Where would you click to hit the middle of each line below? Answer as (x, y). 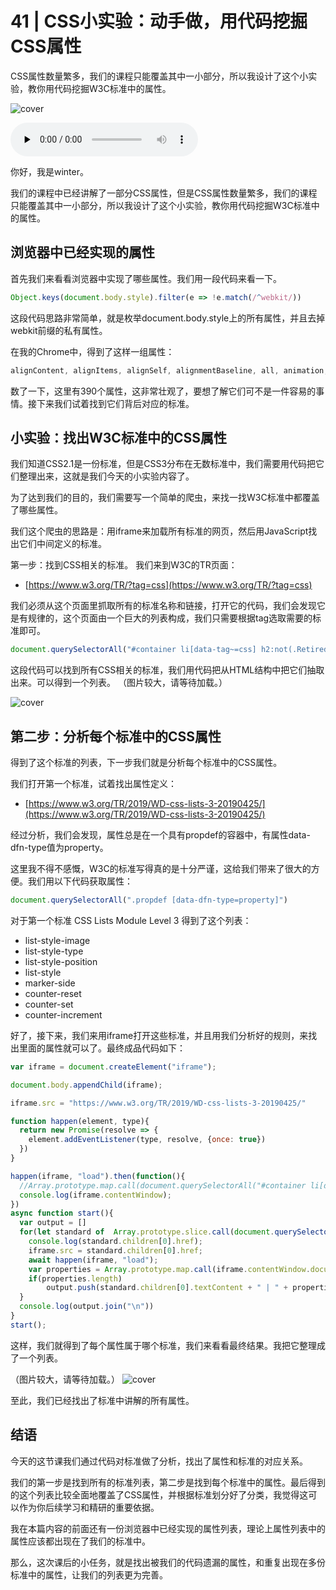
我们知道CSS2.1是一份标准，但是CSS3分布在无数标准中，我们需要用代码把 (163, 464)
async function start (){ (62, 1213)
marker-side (50, 983)
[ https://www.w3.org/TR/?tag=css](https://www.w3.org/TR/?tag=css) (168, 585)
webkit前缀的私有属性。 (59, 330)
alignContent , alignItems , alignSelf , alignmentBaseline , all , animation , (169, 370)
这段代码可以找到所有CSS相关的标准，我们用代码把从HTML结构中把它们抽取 (167, 670)
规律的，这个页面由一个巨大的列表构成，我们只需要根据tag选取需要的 (170, 618)
